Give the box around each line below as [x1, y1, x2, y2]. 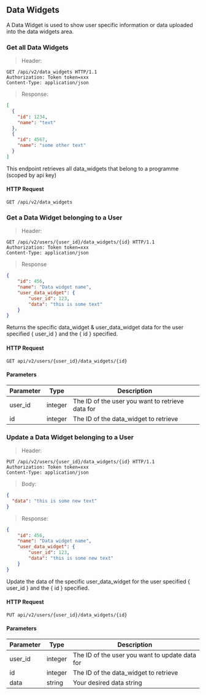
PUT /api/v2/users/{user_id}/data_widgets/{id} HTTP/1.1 [6, 459, 155, 465]
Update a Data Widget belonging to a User [6, 433, 134, 441]
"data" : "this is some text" [28, 301, 103, 307]
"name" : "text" [17, 119, 56, 125]
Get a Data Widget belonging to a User [6, 213, 123, 222]
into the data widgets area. [6, 28, 74, 35]
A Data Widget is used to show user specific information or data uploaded [6, 21, 193, 28]
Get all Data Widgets [6, 43, 69, 52]
